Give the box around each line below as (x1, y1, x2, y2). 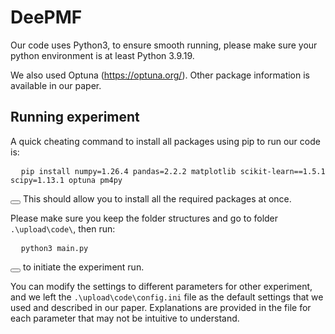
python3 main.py (20, 243, 89, 253)
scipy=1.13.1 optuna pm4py (10, 175, 123, 185)
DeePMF (10, 6, 83, 29)
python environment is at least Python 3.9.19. (10, 49, 195, 61)
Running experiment (10, 109, 140, 126)
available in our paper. (10, 79, 102, 91)
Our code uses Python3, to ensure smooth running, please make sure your (10, 39, 318, 51)
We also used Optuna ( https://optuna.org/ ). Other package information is (10, 69, 310, 81)
